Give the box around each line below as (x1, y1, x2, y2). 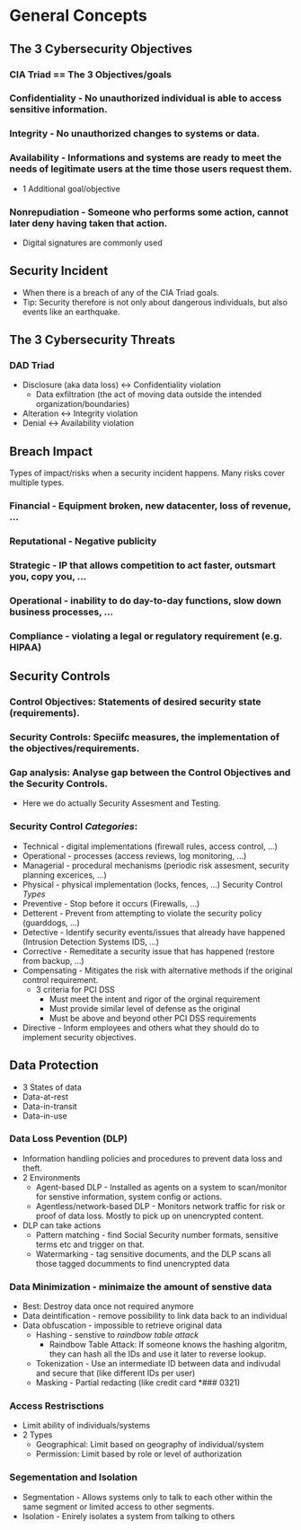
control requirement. (22, 974, 99, 985)
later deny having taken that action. (9, 217, 168, 229)
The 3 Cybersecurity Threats (9, 332, 175, 348)
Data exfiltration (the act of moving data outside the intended (35, 389, 262, 400)
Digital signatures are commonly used (22, 237, 164, 248)
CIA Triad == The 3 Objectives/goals (9, 68, 173, 81)
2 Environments (22, 1172, 81, 1182)
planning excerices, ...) (22, 869, 108, 880)
